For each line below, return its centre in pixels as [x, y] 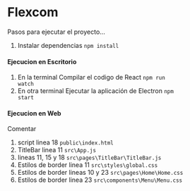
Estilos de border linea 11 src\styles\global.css [88, 165]
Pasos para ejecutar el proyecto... [57, 32]
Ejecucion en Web [34, 113]
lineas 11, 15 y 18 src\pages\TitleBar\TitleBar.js [89, 158]
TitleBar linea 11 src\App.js [57, 150]
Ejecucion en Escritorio [42, 61]
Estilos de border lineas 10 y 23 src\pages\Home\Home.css [100, 173]
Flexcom [33, 12]
